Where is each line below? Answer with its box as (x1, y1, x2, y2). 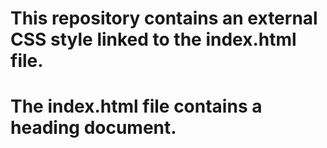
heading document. (10, 117, 177, 139)
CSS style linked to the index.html (10, 28, 297, 51)
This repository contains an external (10, 7, 318, 30)
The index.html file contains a (10, 95, 263, 118)
